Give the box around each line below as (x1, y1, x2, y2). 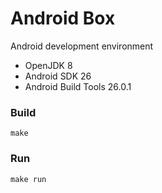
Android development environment (10, 40, 154, 52)
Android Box (10, 7, 116, 30)
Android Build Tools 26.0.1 (24, 80, 132, 92)
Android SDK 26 (24, 70, 92, 82)
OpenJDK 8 (24, 59, 73, 71)
